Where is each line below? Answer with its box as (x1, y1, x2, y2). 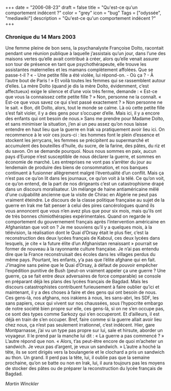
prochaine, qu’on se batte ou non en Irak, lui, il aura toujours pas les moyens (5, 360, 165, 366)
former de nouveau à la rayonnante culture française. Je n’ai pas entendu (5, 246, 159, 252)
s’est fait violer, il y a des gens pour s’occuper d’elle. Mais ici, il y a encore (5, 110, 160, 117)
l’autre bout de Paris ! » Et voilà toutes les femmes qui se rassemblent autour (5, 78, 166, 84)
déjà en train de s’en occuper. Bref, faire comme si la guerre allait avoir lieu (5, 316, 162, 323)
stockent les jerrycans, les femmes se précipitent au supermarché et (5, 137, 149, 144)
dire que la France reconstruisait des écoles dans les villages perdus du (5, 251, 156, 258)
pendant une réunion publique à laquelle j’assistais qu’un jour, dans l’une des (5, 51, 166, 57)
